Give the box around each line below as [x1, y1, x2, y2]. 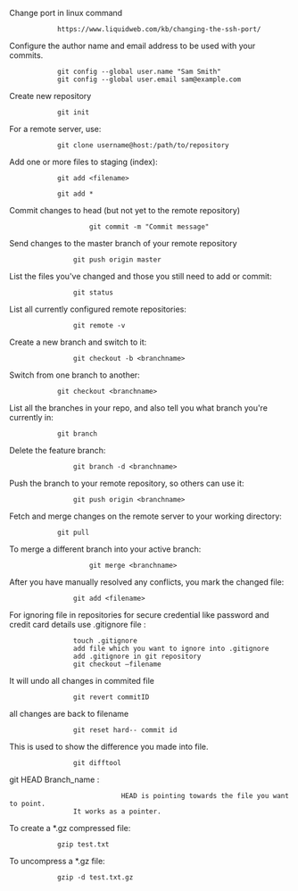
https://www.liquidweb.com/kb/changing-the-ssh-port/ [56, 25, 261, 34]
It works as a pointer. [72, 807, 162, 816]
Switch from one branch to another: [9, 370, 140, 380]
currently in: [9, 412, 54, 422]
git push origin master [72, 255, 162, 264]
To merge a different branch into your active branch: [9, 544, 202, 554]
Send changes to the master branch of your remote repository [9, 238, 238, 248]
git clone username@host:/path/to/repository [56, 141, 229, 150]
